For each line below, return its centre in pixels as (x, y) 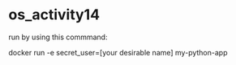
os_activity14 (54, 15)
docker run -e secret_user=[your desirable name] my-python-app (118, 52)
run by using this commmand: (58, 37)
